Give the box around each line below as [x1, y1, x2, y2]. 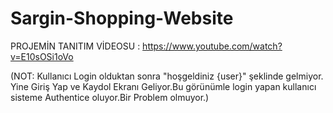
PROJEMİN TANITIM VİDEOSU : [10, 40, 141, 52]
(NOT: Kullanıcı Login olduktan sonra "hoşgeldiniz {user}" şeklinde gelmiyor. [10, 70, 324, 82]
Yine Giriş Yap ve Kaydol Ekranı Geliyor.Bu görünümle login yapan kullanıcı [10, 80, 317, 92]
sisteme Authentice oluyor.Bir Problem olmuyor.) [10, 91, 210, 103]
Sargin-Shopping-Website [10, 7, 234, 30]
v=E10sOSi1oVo [10, 50, 74, 62]
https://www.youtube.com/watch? [142, 40, 283, 52]
